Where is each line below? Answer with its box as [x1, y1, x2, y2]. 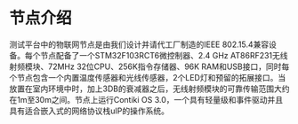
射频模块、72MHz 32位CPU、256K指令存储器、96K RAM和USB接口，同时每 [9, 61, 290, 72]
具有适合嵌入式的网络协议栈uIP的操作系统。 [9, 105, 169, 116]
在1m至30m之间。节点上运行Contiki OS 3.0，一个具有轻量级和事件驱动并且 [9, 94, 284, 105]
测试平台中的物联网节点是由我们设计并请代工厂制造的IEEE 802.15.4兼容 [9, 39, 270, 50]
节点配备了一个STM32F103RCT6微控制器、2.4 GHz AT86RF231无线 [39, 50, 288, 60]
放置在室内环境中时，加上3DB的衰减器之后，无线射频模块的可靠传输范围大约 [9, 83, 290, 94]
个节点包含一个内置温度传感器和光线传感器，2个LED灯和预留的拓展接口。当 [9, 72, 286, 82]
